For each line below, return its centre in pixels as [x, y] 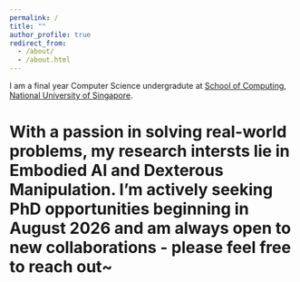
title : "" [28, 26]
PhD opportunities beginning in [129, 209]
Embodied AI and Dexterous [116, 171]
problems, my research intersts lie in [150, 151]
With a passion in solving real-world [148, 132]
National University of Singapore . [71, 95]
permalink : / [34, 18]
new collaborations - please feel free [150, 248]
